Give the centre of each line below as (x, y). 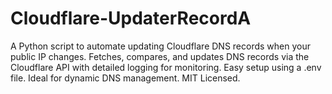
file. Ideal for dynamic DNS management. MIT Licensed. (125, 78)
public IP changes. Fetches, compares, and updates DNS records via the (160, 56)
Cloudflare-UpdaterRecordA (131, 18)
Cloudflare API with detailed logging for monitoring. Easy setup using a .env (166, 67)
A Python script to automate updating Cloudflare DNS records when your (160, 46)
